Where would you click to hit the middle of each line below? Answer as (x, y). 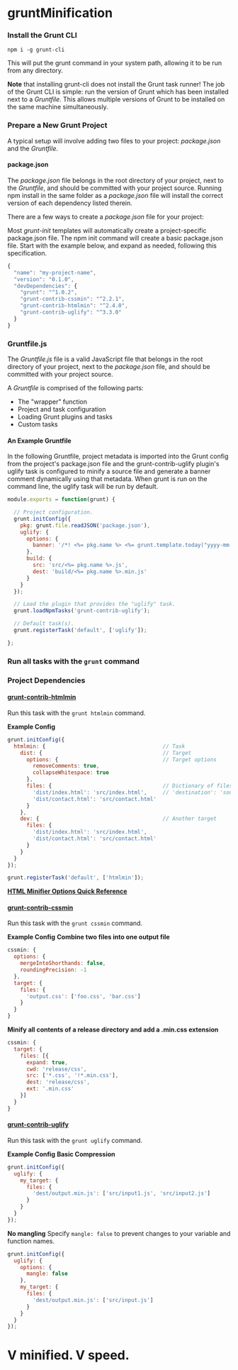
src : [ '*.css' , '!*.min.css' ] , (72, 1076)
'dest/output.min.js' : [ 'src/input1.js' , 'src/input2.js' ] (122, 1193)
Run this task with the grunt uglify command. (75, 1140)
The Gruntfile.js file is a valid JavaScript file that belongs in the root (105, 359)
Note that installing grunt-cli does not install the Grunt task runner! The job (116, 84)
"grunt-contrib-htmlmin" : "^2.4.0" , (74, 306)
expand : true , (47, 1062)
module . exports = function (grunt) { (61, 499)
